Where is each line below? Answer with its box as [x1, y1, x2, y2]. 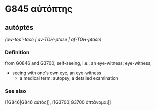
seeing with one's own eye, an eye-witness [12, 70, 101, 76]
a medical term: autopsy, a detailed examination [19, 75, 118, 81]
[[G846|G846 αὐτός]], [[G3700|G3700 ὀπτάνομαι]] [5, 99, 111, 105]
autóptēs [5, 23, 34, 32]
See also [5, 88, 26, 95]
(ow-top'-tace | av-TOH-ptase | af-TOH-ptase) [5, 36, 102, 42]
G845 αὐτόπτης [5, 3, 73, 15]
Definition [5, 49, 30, 56]
